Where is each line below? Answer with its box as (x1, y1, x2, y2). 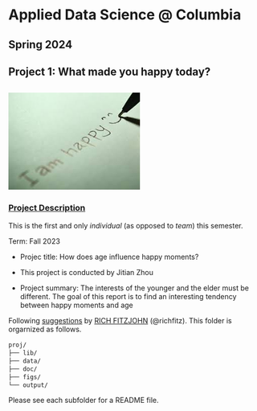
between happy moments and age (19, 300, 134, 310)
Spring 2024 (8, 38, 73, 51)
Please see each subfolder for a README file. (8, 395, 159, 405)
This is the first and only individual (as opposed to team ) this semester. (8, 220, 243, 230)
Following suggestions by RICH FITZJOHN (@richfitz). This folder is (8, 315, 232, 325)
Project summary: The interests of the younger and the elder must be (19, 283, 249, 293)
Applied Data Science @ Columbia (8, 6, 242, 24)
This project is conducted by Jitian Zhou (19, 267, 154, 277)
